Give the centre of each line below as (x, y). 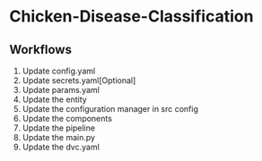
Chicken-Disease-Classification (131, 17)
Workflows (40, 50)
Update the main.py (59, 137)
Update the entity (54, 99)
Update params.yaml (61, 90)
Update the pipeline (59, 128)
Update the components (67, 119)
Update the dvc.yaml (61, 147)
